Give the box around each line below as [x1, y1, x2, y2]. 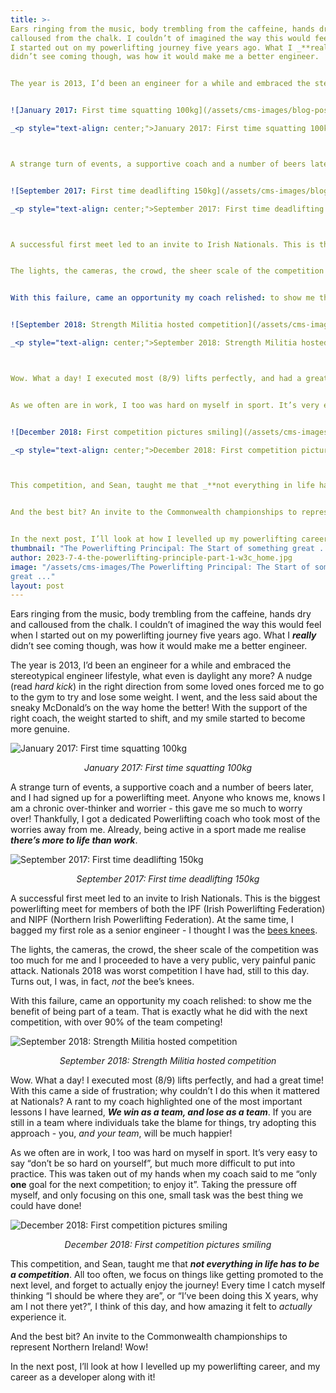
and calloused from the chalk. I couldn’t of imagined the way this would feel [10, 619, 322, 631]
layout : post [10, 581, 65, 591]
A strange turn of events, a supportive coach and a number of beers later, [10, 781, 314, 793]
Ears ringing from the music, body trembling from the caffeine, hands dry [10, 608, 312, 620]
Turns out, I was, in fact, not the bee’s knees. [10, 976, 195, 988]
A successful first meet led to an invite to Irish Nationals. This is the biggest [10, 892, 321, 905]
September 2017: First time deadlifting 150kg [76, 873, 260, 885]
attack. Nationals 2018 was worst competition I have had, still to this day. [10, 965, 310, 977]
